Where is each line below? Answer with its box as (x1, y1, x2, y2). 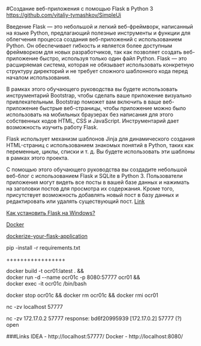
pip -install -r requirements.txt (6, 244, 81, 251)
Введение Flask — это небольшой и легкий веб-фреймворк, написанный (6, 23, 193, 30)
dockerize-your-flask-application (6, 233, 88, 239)
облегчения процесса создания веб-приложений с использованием (6, 36, 182, 43)
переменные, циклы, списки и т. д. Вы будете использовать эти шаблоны (6, 148, 195, 155)
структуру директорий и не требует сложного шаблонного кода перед (6, 68, 188, 74)
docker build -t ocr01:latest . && (6, 268, 84, 274)
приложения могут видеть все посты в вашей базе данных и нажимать (6, 179, 190, 186)
